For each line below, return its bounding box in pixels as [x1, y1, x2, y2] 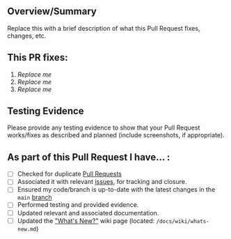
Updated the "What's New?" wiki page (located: [17, 216, 155, 225]
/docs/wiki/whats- [156, 217, 210, 225]
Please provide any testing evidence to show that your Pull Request [7, 123, 200, 132]
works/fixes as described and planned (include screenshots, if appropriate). [7, 131, 225, 139]
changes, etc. [7, 31, 47, 40]
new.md [17, 226, 37, 233]
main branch [17, 193, 52, 201]
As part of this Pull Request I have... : [7, 151, 170, 163]
